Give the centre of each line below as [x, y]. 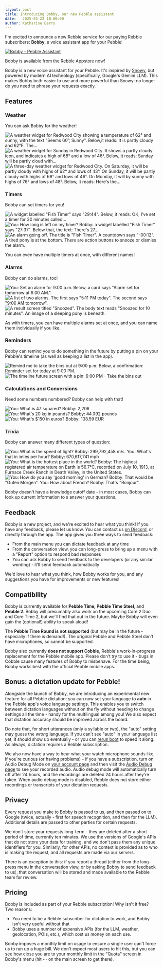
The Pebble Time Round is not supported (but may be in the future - [74, 631]
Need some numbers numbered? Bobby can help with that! [64, 399]
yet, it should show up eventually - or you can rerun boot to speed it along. [80, 739]
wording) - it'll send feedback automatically [56, 565]
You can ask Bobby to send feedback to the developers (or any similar [82, 560]
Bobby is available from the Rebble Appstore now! [55, 61]
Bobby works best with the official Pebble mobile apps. [60, 667]
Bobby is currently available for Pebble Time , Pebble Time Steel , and [75, 606]
